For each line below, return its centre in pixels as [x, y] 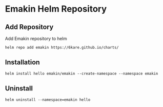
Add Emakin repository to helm [36, 38]
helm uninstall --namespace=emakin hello [48, 100]
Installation [22, 62]
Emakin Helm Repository [56, 9]
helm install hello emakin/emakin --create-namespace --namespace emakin [82, 73]
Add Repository [29, 27]
